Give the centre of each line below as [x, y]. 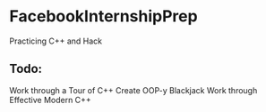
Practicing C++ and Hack [56, 41]
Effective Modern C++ [50, 100]
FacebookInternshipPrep [104, 16]
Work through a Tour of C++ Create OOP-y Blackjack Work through [133, 90]
